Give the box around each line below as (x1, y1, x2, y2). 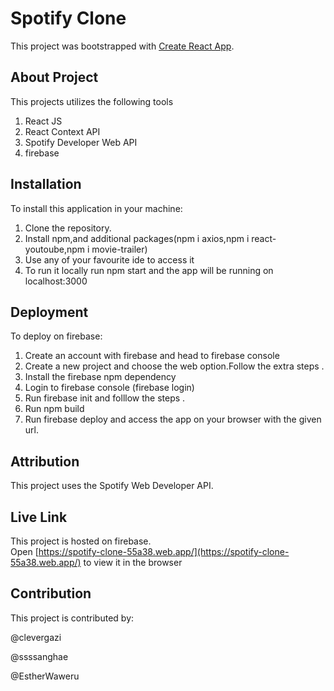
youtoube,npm (24, 243, 86, 255)
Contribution (10, 585, 92, 602)
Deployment (10, 303, 89, 321)
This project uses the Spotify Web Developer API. (10, 480, 214, 492)
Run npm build (24, 403, 85, 415)
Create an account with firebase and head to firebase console (24, 350, 280, 362)
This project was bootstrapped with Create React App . (10, 40, 235, 52)
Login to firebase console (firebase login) (24, 382, 195, 394)
